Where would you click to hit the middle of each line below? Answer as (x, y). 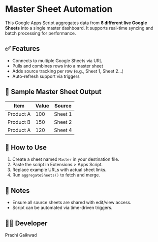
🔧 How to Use (26, 147)
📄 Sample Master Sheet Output (53, 92)
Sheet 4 (63, 130)
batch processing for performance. (41, 33)
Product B (19, 122)
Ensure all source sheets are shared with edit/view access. (72, 203)
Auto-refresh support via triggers (46, 76)
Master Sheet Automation (59, 9)
